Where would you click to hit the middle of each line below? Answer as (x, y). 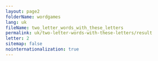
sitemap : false (24, 44)
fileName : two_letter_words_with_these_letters (65, 28)
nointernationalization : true (42, 49)
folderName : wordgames (33, 17)
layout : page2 (23, 11)
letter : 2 (18, 38)
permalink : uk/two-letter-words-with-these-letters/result (79, 33)
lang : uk (16, 22)
